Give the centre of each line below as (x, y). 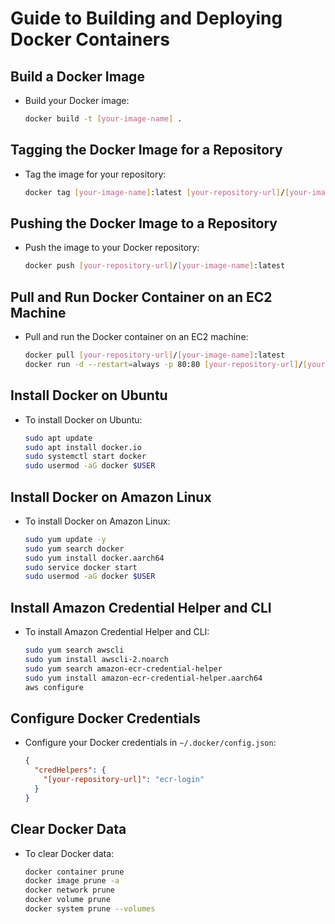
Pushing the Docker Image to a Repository (144, 223)
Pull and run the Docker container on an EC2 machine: (136, 337)
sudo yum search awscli (74, 650)
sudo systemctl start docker (85, 457)
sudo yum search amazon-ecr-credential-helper (123, 668)
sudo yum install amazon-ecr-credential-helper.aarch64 (143, 678)
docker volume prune (67, 900)
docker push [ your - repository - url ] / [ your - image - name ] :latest (155, 266)
